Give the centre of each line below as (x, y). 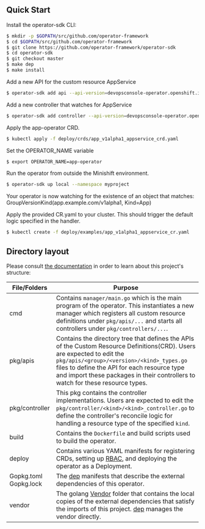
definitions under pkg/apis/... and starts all (119, 321)
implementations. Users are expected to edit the (125, 400)
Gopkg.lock (26, 484)
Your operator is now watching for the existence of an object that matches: (100, 196)
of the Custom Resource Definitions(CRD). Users (126, 346)
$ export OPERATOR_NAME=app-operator (54, 161)
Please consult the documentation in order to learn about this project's (95, 266)
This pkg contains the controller (101, 393)
